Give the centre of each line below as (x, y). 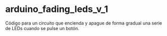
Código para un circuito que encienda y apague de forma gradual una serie (84, 23)
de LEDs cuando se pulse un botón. (42, 28)
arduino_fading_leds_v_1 (57, 9)
